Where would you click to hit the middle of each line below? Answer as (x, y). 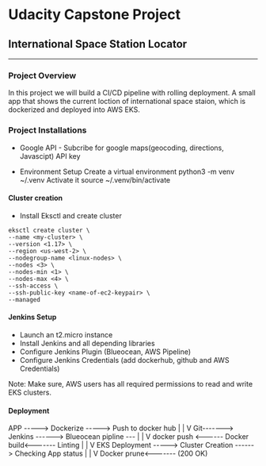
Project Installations (47, 130)
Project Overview (42, 75)
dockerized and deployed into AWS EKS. (74, 110)
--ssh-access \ (33, 286)
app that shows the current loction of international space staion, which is (127, 102)
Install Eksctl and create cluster (71, 215)
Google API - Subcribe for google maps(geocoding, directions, (122, 148)
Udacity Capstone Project (95, 15)
